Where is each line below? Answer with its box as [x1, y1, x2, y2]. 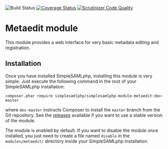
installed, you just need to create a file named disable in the [5, 132, 130, 139]
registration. [5, 45, 30, 51]
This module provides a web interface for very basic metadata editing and [5, 39, 159, 45]
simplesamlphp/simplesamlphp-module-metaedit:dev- [54, 93, 164, 98]
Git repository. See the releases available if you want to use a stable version [5, 112, 163, 118]
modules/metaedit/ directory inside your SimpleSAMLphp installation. [5, 138, 149, 144]
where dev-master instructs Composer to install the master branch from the [5, 106, 160, 113]
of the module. [5, 117, 36, 124]
